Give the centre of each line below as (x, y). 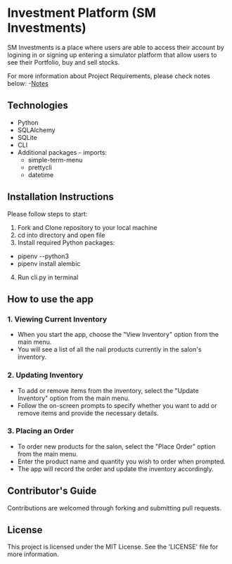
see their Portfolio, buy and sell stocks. (64, 62)
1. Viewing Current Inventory (57, 319)
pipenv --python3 (43, 256)
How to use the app (50, 299)
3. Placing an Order (41, 431)
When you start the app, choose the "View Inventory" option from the (118, 335)
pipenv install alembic (49, 263)
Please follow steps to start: (47, 214)
